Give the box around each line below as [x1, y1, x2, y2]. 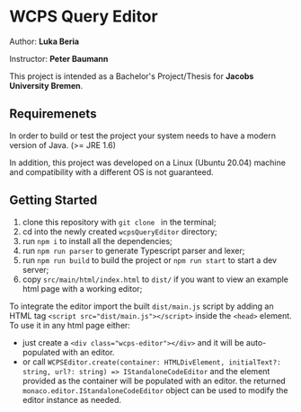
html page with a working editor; [22, 283, 143, 294]
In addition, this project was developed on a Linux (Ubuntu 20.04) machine [9, 157, 286, 168]
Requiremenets [9, 106, 97, 122]
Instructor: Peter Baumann [9, 53, 109, 64]
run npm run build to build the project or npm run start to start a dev [22, 254, 277, 266]
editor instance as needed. [22, 394, 122, 405]
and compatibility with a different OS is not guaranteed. [9, 166, 214, 177]
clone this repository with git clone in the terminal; [22, 216, 217, 227]
